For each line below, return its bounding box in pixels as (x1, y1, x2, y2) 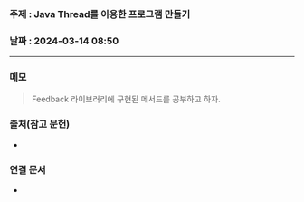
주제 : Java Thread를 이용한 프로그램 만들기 (9, 7, 191, 20)
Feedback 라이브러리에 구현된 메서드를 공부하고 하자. (31, 93, 222, 104)
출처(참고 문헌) (9, 118, 71, 130)
